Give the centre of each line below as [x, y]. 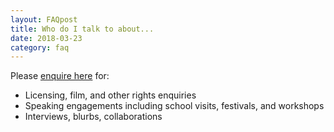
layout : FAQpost [44, 19]
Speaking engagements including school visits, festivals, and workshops [174, 106]
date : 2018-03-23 [46, 38]
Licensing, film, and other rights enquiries [110, 95]
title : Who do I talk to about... [82, 29]
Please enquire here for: [60, 76]
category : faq [40, 47]
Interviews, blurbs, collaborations [93, 117]
